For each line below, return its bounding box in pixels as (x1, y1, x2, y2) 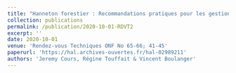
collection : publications (7, 17, 83, 24)
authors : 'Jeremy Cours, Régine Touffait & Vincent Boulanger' (7, 56, 197, 63)
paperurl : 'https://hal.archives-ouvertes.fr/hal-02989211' (7, 49, 188, 56)
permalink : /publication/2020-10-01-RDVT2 (7, 23, 133, 30)
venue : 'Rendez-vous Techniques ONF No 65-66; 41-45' (7, 42, 169, 49)
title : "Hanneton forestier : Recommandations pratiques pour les (7, 10, 206, 17)
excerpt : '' (7, 29, 42, 37)
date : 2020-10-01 (7, 36, 58, 43)
